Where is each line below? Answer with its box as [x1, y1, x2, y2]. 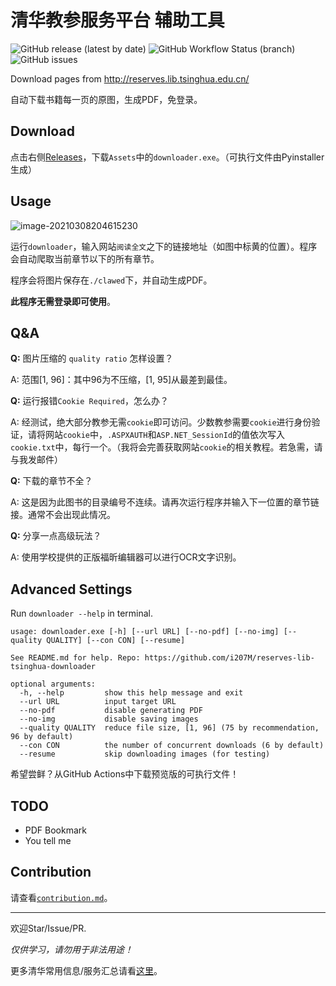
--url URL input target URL [19, 697, 177, 707]
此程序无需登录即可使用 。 [10, 295, 116, 307]
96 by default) [10, 732, 74, 742]
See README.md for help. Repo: [10, 653, 141, 663]
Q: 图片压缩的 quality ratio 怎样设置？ [10, 352, 174, 365]
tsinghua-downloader [10, 662, 97, 672]
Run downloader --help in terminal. [10, 607, 154, 620]
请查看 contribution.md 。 [10, 891, 113, 903]
